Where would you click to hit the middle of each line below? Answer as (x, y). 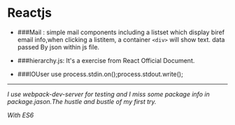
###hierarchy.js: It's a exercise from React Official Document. (106, 60)
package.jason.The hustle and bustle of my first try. (82, 101)
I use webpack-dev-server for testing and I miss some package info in (108, 94)
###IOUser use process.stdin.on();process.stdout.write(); (100, 74)
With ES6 (21, 115)
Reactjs (30, 13)
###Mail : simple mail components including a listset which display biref (121, 32)
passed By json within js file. (58, 47)
